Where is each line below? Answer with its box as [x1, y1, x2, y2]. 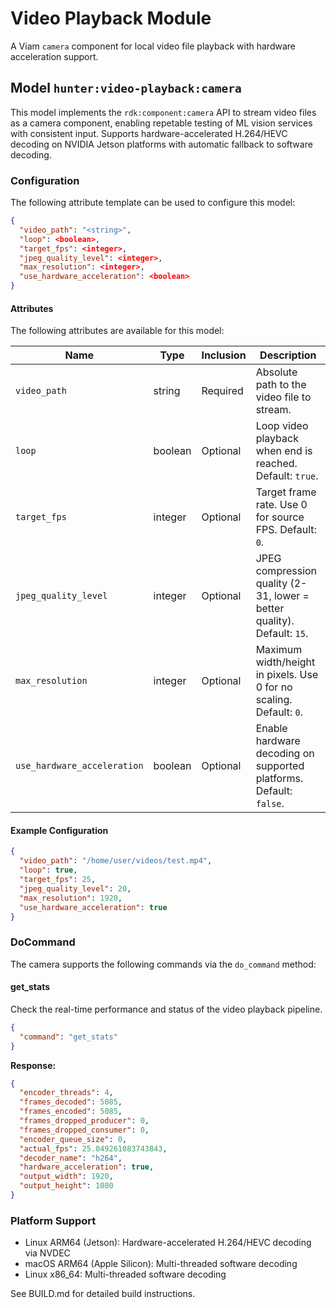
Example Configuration [10, 824, 109, 836]
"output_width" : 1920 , [19, 1172, 114, 1182]
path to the [255, 378, 307, 392]
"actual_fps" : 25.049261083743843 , [19, 1143, 168, 1154]
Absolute [255, 365, 298, 379]
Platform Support [10, 1213, 97, 1227]
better [255, 602, 285, 616]
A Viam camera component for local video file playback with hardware [10, 40, 296, 52]
